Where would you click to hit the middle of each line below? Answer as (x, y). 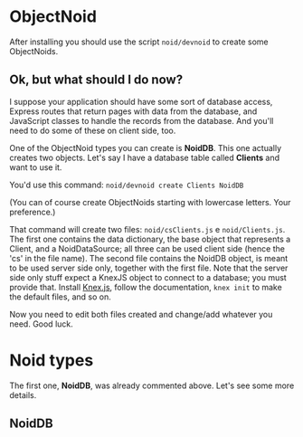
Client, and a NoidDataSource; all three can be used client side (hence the (147, 248)
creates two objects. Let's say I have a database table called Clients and (145, 157)
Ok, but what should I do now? (96, 80)
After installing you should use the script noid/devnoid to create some (139, 42)
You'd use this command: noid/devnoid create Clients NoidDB (127, 185)
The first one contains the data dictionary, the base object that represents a (150, 239)
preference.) (33, 212)
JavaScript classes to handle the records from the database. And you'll (142, 120)
